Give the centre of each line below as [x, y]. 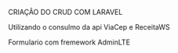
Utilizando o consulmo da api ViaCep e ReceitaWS [89, 27]
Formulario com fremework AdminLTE [69, 42]
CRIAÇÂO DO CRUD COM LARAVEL [65, 12]
